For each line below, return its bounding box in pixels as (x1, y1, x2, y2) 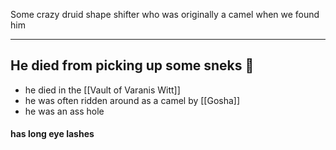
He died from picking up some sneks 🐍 (10, 57, 255, 74)
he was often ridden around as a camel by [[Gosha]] (24, 94, 241, 106)
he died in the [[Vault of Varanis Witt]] (24, 84, 181, 96)
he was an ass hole (24, 105, 105, 117)
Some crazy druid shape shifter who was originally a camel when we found (10, 9, 320, 20)
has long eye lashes (10, 128, 95, 140)
